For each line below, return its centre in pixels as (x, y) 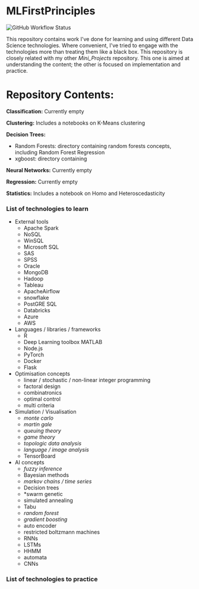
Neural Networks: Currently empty (49, 170)
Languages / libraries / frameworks (58, 330)
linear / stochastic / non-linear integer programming (87, 380)
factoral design (42, 386)
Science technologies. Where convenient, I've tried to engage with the (92, 45)
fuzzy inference (43, 469)
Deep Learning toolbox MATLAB (63, 342)
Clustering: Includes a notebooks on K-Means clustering (76, 123)
